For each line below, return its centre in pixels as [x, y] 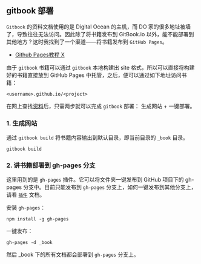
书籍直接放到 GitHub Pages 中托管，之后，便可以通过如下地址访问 [99, 75]
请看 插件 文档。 [26, 195]
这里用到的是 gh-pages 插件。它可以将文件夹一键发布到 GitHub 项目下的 [95, 180]
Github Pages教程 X [40, 54]
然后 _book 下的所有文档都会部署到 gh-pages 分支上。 [73, 255]
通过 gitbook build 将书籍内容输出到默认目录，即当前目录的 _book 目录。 [97, 137]
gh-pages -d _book [29, 243]
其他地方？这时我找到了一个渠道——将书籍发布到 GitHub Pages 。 [87, 42]
